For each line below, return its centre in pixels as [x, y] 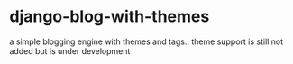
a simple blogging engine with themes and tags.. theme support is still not [146, 41]
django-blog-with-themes [110, 17]
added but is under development [70, 50]
